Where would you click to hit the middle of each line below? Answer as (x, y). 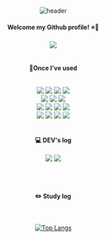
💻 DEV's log (53, 140)
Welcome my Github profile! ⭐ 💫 (53, 27)
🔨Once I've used (53, 68)
